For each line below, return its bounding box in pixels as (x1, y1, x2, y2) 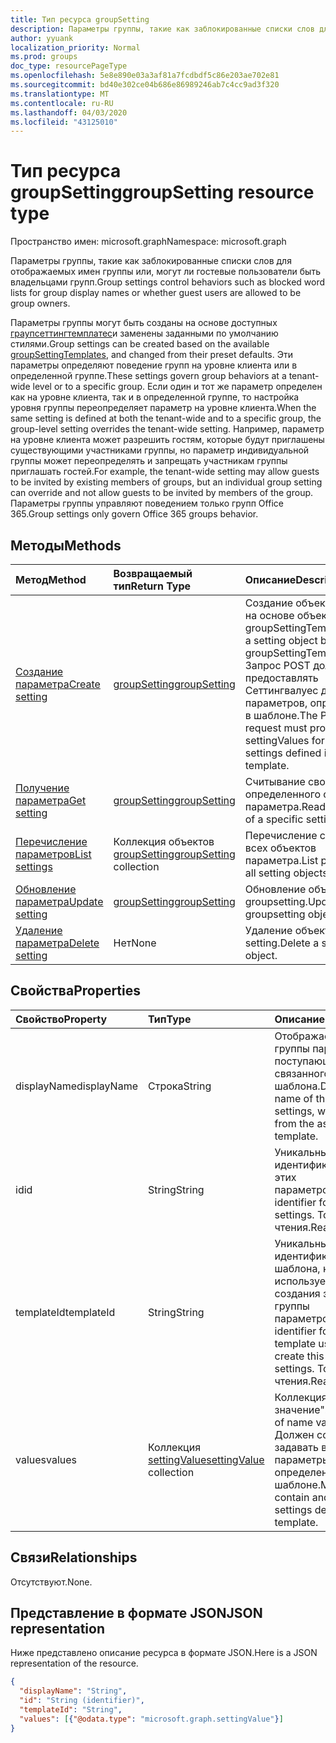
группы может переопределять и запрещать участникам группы (10, 455, 288, 467)
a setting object (244, 634, 318, 647)
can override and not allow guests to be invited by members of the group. (10, 487, 314, 499)
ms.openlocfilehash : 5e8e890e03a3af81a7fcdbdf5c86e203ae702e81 (10, 71, 280, 81)
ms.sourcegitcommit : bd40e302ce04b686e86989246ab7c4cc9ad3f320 (10, 80, 280, 90)
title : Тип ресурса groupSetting (10, 14, 150, 25)
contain (274, 1490, 310, 1504)
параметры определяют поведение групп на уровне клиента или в (10, 359, 298, 371)
